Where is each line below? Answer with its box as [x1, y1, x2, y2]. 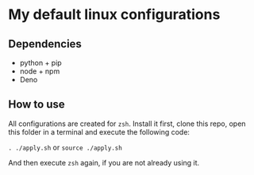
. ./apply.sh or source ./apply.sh [8, 143, 123, 152]
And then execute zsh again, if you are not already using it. [8, 158, 200, 167]
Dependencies [8, 37, 82, 51]
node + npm [19, 67, 60, 76]
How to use [8, 97, 65, 112]
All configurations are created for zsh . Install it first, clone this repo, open [8, 119, 246, 128]
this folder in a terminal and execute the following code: [8, 127, 190, 136]
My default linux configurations [8, 6, 221, 24]
